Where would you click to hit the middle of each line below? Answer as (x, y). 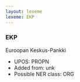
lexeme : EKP (20, 17)
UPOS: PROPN (31, 61)
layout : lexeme (24, 11)
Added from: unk (34, 67)
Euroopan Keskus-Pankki (36, 50)
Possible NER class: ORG (44, 74)
